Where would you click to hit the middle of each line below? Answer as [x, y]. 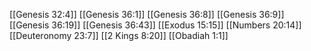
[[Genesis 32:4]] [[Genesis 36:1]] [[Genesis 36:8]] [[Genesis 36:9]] [147, 14]
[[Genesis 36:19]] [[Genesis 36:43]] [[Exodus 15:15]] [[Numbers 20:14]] [155, 25]
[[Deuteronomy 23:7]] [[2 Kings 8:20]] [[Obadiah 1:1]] [119, 35]
